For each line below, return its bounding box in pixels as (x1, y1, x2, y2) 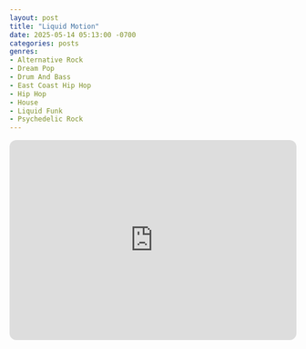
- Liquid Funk (9, 106, 64, 115)
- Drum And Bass (9, 73, 71, 82)
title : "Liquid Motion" (9, 22, 100, 31)
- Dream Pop (9, 65, 55, 74)
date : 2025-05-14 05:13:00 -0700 (9, 30, 137, 39)
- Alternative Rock (9, 55, 84, 65)
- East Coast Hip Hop (9, 81, 92, 90)
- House (9, 97, 39, 107)
